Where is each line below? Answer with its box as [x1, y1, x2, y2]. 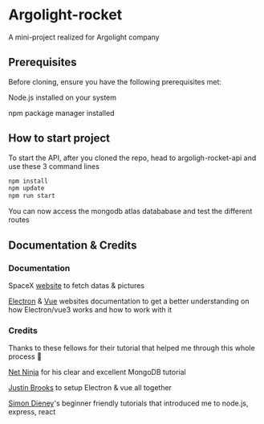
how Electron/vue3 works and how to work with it [8, 304, 173, 315]
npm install [8, 177, 48, 185]
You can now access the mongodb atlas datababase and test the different [8, 207, 253, 216]
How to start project [8, 131, 111, 146]
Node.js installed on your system [8, 93, 117, 102]
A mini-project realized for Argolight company [8, 32, 160, 42]
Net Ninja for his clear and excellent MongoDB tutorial [8, 368, 186, 377]
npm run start [8, 191, 56, 200]
